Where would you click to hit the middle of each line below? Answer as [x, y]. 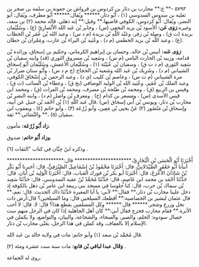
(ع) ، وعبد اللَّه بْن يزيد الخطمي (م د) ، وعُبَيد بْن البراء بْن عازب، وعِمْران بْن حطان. [95, 40]
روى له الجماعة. [24, 258]
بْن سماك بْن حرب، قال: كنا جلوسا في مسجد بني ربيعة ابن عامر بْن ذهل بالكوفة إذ [95, 185]
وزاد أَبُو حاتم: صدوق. [29, 137]
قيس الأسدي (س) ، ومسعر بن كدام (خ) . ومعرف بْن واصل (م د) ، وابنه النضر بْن [93, 95]
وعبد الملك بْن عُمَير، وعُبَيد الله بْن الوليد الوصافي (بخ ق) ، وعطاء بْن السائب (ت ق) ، [98, 83]
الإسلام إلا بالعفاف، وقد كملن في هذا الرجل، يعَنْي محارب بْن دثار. [77, 223]
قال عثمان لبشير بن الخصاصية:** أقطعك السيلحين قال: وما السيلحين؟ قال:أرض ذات [99, 198]
